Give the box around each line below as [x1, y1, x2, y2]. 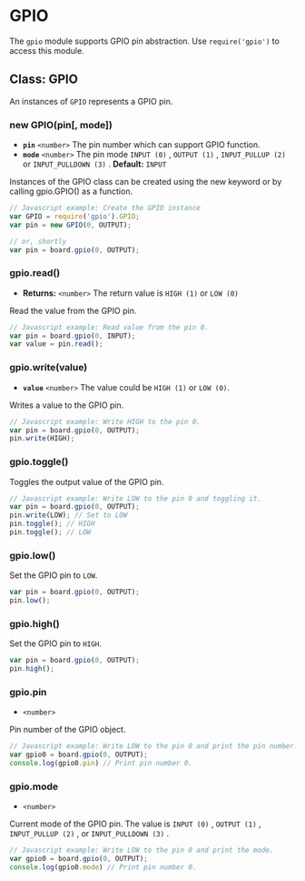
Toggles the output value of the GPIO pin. [9, 476, 164, 487]
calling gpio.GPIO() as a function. [9, 186, 133, 197]
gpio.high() [9, 617, 61, 630]
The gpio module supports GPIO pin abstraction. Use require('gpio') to [9, 35, 280, 46]
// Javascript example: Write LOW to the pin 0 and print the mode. [9, 846, 274, 856]
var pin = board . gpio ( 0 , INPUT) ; [9, 331, 136, 340]
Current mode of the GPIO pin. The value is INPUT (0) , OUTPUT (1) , [9, 818, 261, 829]
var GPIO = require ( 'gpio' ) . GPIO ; [9, 211, 141, 221]
